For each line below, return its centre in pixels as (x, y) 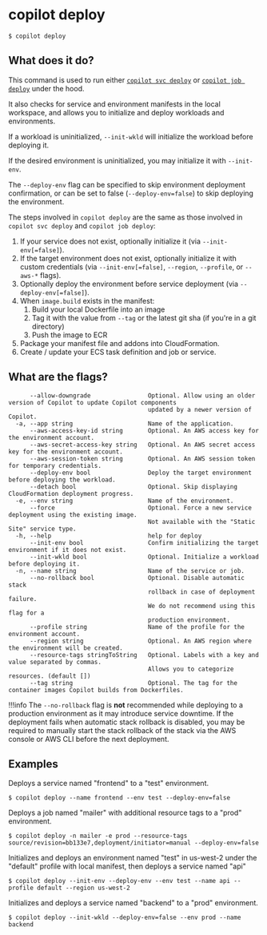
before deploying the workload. (62, 480)
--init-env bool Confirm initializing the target (144, 542)
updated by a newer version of (199, 409)
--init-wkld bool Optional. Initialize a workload (144, 557)
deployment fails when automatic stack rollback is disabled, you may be (127, 722)
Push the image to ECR (70, 335)
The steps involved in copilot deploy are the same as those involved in (126, 217)
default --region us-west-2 (84, 888)
